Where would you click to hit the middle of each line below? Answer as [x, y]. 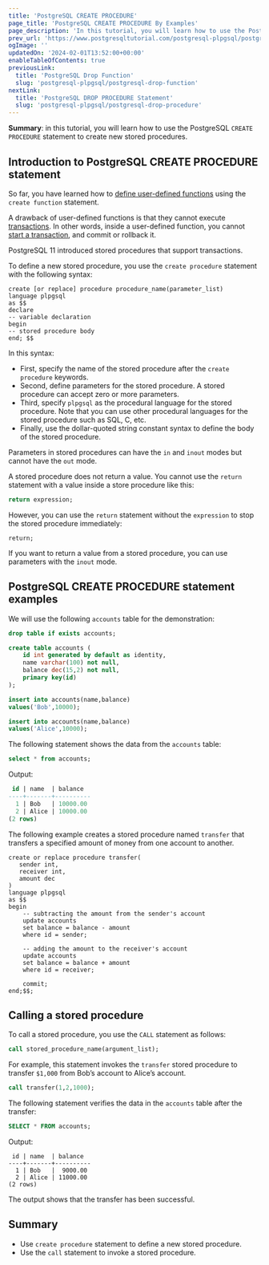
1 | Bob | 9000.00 [52, 1170]
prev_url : [25, 38]
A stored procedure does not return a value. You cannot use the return [125, 476]
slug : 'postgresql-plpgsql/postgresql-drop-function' [107, 83]
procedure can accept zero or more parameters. [100, 394]
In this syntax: [31, 353]
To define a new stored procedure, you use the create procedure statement [133, 266]
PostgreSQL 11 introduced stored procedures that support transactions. [126, 250]
